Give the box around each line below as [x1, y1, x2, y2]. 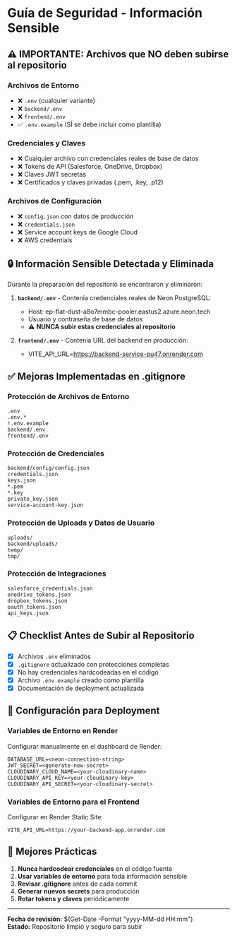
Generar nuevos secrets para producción [17, 886, 140, 895]
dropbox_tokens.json [7, 597, 68, 605]
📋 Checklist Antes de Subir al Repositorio [7, 630, 195, 642]
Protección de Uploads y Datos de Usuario [7, 518, 155, 528]
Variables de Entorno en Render [7, 726, 119, 736]
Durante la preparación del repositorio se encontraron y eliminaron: [7, 280, 203, 289]
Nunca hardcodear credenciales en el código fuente [17, 864, 173, 873]
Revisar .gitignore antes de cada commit [17, 879, 138, 888]
